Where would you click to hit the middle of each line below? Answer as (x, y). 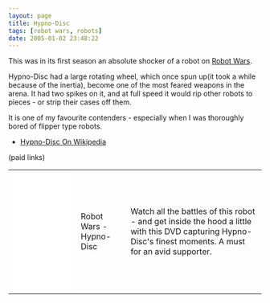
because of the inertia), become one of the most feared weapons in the (127, 85)
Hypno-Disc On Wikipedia (63, 142)
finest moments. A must (200, 242)
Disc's (142, 242)
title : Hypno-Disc (39, 23)
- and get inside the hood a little (191, 222)
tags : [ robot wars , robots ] (55, 31)
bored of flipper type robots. (55, 126)
